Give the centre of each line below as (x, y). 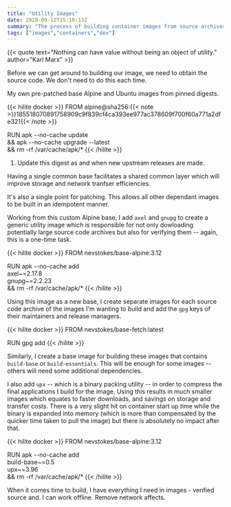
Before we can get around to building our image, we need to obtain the (107, 73)
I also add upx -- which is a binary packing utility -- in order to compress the (114, 384)
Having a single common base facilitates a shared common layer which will (113, 176)
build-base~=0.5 (31, 462)
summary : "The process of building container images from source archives (117, 26)
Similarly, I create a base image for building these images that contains (107, 356)
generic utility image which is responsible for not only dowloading (100, 225)
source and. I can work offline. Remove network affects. (87, 497)
